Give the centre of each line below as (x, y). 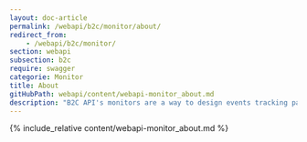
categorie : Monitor (47, 77)
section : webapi (40, 52)
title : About (34, 86)
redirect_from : (38, 35)
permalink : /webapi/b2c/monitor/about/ (85, 26)
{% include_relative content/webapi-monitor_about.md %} (119, 128)
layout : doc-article (49, 18)
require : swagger (42, 69)
